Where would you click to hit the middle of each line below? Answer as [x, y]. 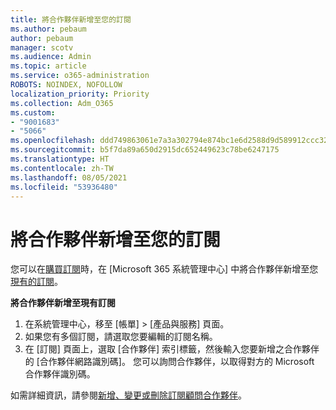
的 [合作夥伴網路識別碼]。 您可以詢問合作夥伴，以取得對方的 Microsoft [169, 362]
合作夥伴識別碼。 [60, 374]
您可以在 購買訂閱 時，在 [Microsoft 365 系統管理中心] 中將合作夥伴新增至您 [164, 269]
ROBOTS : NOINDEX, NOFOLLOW [66, 85]
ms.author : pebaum [48, 29]
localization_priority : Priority [80, 94]
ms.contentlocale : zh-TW [62, 168]
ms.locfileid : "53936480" [64, 187]
